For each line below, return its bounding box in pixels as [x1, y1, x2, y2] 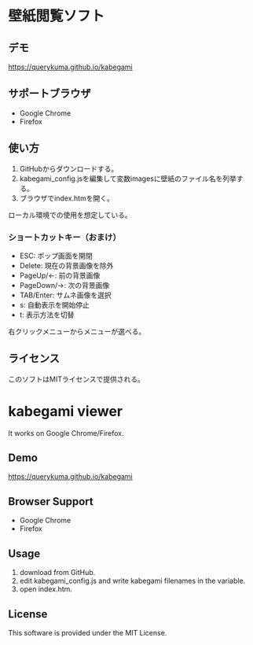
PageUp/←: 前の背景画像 [19, 271, 101, 280]
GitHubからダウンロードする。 [19, 164, 119, 173]
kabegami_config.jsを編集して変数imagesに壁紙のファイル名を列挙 [19, 174, 237, 183]
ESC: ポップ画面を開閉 [19, 251, 93, 260]
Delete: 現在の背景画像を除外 [19, 260, 114, 270]
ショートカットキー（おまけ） [8, 231, 122, 242]
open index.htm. [19, 584, 73, 594]
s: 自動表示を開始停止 [19, 300, 90, 309]
